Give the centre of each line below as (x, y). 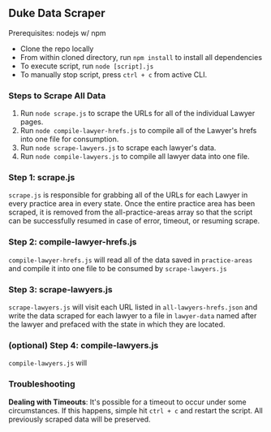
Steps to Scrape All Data (57, 95)
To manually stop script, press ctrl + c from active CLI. (114, 74)
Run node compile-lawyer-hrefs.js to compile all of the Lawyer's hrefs (138, 131)
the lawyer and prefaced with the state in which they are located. (117, 324)
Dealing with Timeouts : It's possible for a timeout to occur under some (127, 402)
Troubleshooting (42, 384)
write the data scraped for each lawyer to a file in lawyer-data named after (133, 315)
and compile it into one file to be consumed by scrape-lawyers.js (118, 268)
